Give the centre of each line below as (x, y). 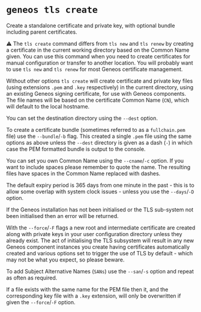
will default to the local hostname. (48, 106)
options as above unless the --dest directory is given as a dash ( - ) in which (100, 142)
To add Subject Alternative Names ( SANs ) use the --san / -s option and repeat (100, 271)
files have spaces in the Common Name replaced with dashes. (83, 173)
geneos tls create (52, 10)
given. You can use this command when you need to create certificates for (98, 56)
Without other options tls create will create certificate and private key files (100, 81)
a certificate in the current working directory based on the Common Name (98, 50)
